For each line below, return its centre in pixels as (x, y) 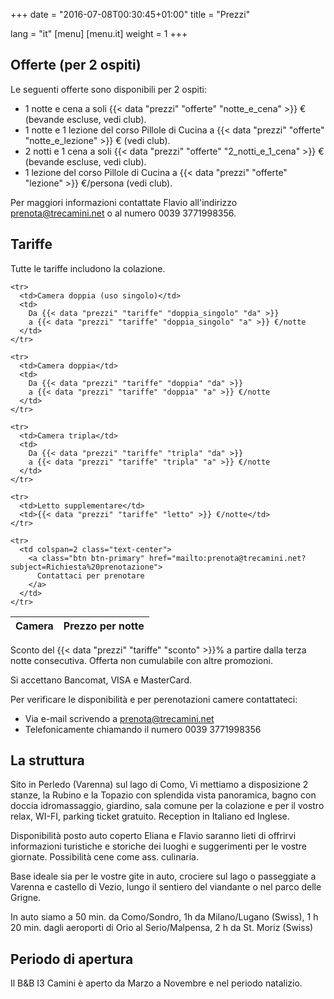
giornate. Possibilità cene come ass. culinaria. (104, 857)
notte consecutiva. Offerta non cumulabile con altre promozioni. (141, 660)
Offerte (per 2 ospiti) (76, 65)
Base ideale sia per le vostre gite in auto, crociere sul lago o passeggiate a (163, 876)
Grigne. (26, 898)
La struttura (47, 760)
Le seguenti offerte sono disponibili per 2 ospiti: (108, 89)
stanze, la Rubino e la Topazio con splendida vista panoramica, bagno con (163, 795)
